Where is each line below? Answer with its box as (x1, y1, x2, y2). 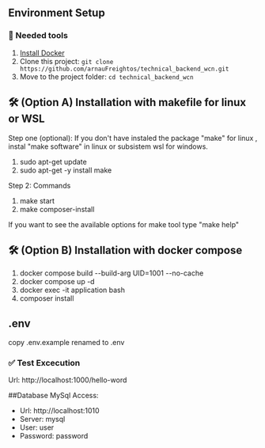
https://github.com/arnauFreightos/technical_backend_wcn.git (19, 65, 229, 73)
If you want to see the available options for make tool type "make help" (8, 219, 240, 229)
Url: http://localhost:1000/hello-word (8, 375, 127, 385)
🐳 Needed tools (8, 30, 69, 41)
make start (19, 196, 55, 205)
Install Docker (19, 47, 65, 58)
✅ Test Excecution (8, 358, 81, 369)
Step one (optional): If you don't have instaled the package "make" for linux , (8, 133, 258, 142)
